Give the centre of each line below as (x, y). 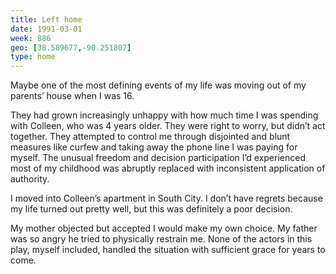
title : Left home (46, 19)
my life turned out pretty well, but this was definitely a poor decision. (151, 209)
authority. (30, 179)
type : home (33, 57)
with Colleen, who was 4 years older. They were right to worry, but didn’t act (168, 126)
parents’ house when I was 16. (72, 96)
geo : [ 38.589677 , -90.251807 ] (71, 47)
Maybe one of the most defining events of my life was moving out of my (158, 85)
